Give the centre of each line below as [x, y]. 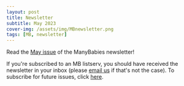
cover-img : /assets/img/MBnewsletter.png [60, 29]
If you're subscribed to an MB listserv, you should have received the [92, 64]
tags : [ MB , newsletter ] [37, 35]
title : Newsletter [30, 18]
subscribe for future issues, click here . [55, 77]
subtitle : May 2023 [31, 23]
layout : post [23, 12]
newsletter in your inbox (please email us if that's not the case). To [90, 70]
